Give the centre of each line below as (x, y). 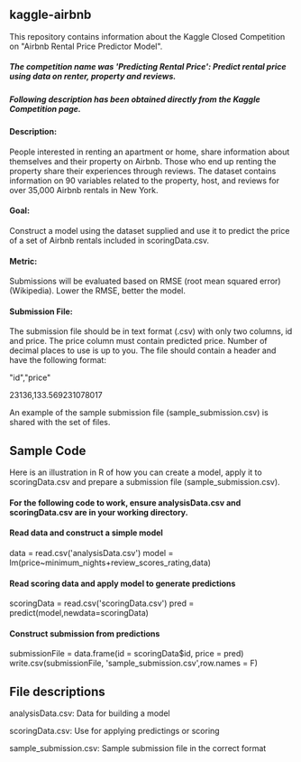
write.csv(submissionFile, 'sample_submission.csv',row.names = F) (134, 664)
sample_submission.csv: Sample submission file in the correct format (138, 748)
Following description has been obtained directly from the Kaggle (135, 99)
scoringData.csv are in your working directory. (99, 512)
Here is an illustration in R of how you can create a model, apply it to (136, 472)
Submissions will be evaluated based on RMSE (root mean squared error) (145, 281)
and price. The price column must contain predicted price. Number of (138, 341)
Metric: (23, 261)
